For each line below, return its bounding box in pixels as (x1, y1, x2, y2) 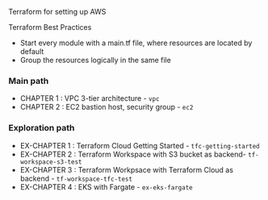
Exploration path (8, 123, 75, 134)
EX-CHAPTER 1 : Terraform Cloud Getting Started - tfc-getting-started (19, 140, 260, 150)
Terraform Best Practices (8, 23, 92, 31)
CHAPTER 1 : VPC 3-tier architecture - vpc (19, 94, 160, 103)
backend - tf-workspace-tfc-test (19, 173, 133, 183)
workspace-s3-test (19, 157, 82, 166)
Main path (8, 75, 49, 86)
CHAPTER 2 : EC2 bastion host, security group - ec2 (19, 102, 194, 112)
